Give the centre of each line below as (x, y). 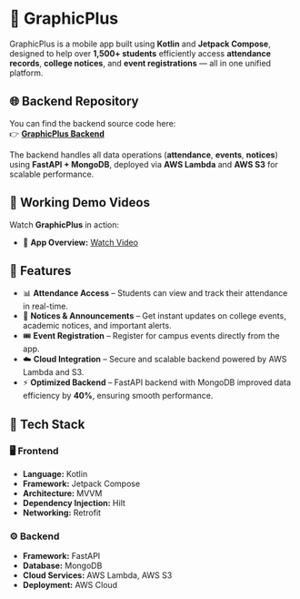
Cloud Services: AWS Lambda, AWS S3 (97, 575)
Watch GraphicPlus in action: (65, 224)
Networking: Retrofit (62, 513)
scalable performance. (52, 174)
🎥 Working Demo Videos (80, 203)
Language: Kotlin (55, 474)
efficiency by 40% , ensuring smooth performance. (118, 396)
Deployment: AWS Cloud (70, 585)
